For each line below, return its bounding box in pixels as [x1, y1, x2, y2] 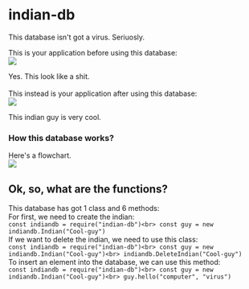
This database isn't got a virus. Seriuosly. [8, 32, 145, 42]
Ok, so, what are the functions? [8, 182, 169, 196]
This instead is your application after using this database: [8, 89, 198, 98]
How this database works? [8, 132, 115, 143]
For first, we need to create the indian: [8, 212, 135, 222]
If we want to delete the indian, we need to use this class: [8, 235, 198, 245]
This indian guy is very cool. [8, 112, 102, 122]
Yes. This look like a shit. [8, 71, 90, 81]
